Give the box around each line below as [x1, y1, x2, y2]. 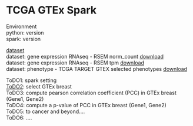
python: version [6, 29, 44, 36]
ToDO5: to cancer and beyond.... [6, 108, 85, 115]
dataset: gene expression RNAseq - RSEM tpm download [6, 59, 145, 66]
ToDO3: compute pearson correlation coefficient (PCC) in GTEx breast [6, 89, 177, 96]
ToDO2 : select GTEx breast [6, 83, 72, 90]
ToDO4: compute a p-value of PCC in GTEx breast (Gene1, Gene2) [6, 101, 167, 108]
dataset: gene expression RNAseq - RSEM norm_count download [6, 53, 164, 60]
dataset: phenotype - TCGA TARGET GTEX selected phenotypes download [6, 65, 187, 72]
